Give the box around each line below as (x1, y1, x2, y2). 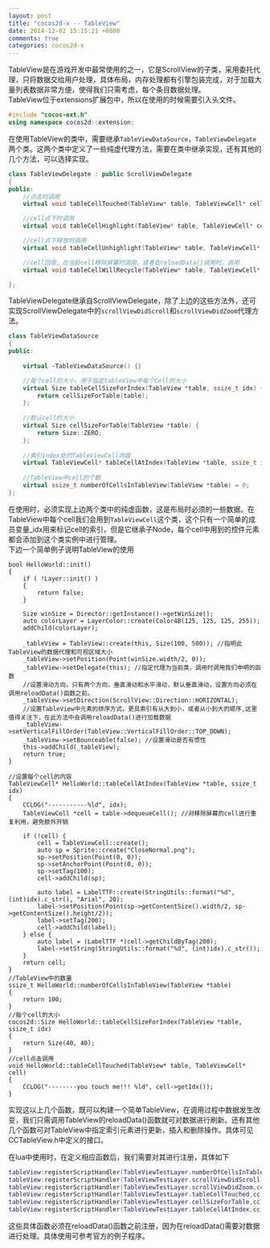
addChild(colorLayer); (22, 624, 99, 632)
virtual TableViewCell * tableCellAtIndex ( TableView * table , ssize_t (22, 459, 257, 467)
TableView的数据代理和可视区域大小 (8, 648, 113, 656)
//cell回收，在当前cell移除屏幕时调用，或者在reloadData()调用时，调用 (22, 258, 239, 266)
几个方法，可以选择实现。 (8, 154, 93, 163)
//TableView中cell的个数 (22, 474, 101, 482)
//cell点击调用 (8, 1054, 55, 1062)
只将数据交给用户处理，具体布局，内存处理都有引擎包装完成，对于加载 (22, 75, 255, 84)
